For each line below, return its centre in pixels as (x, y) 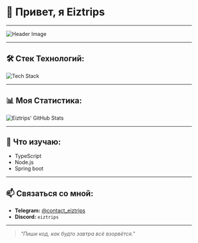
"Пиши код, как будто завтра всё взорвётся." (78, 234)
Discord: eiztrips (37, 217)
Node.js (24, 162)
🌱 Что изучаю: (34, 142)
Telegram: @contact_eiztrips (50, 211)
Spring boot (29, 169)
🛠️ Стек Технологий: (45, 59)
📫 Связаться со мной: (50, 193)
